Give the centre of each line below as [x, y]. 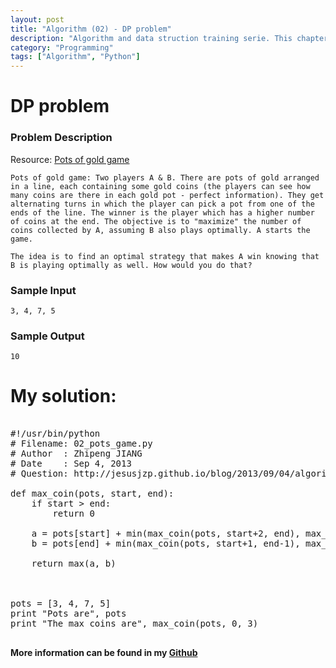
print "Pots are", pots [68, 614]
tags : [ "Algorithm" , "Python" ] [75, 57]
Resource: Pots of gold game [70, 159]
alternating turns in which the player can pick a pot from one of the [162, 204]
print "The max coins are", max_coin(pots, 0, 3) [134, 624]
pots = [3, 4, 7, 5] [61, 604]
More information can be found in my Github [104, 653]
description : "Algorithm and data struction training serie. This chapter [169, 38]
